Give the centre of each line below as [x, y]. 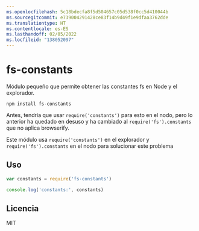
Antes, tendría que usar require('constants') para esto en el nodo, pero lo [99, 115]
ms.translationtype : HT [36, 23]
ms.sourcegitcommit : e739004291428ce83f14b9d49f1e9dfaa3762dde [87, 17]
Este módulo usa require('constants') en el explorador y [78, 139]
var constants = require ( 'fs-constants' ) [59, 179]
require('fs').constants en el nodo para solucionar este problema [90, 146]
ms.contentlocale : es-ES [37, 29]
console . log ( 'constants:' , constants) [55, 190]
